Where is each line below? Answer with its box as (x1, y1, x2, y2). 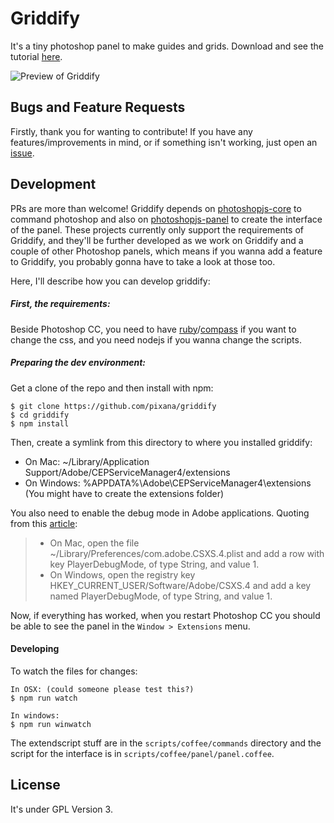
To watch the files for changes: (10, 665, 138, 677)
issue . (10, 147, 35, 159)
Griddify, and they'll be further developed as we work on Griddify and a (10, 234, 304, 246)
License (10, 777, 61, 794)
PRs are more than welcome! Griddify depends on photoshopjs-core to (10, 202, 302, 214)
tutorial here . (10, 50, 63, 62)
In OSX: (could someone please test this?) (10, 684, 195, 694)
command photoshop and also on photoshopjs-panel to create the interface (10, 213, 323, 225)
